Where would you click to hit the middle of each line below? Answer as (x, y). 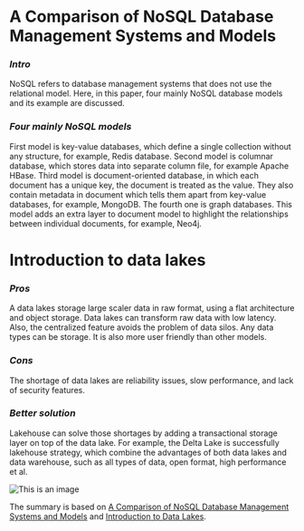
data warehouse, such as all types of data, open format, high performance (148, 462)
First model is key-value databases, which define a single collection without (150, 146)
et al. (19, 471)
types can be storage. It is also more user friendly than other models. (138, 337)
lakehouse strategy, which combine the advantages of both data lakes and (148, 452)
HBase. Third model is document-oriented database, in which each (134, 175)
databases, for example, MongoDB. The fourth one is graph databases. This (151, 204)
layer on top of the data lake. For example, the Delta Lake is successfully (145, 442)
